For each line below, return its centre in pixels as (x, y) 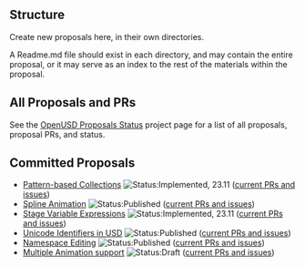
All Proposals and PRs (73, 103)
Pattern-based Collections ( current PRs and (159, 185)
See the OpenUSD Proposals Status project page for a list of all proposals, (148, 124)
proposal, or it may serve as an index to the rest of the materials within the (149, 64)
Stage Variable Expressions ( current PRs (153, 214)
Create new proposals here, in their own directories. (107, 36)
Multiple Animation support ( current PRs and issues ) (148, 252)
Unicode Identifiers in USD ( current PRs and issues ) (157, 233)
